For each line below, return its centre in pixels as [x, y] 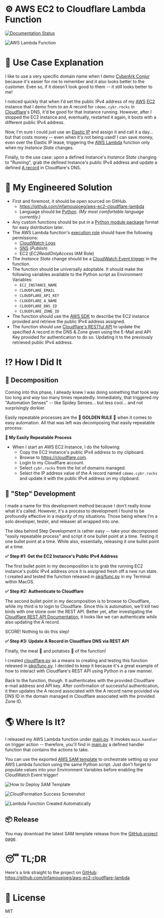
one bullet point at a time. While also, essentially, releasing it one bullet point [82, 541]
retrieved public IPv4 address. [43, 342]
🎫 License [25, 898]
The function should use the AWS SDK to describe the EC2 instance [81, 316]
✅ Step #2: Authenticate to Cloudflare [45, 591]
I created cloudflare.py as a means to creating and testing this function [76, 660]
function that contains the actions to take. [47, 750]
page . [11, 839]
